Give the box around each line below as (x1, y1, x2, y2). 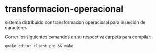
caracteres (5, 24, 27, 30)
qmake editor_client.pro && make (5, 43, 74, 48)
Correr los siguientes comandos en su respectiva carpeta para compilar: (5, 34, 152, 40)
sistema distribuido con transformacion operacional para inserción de (5, 19, 146, 25)
